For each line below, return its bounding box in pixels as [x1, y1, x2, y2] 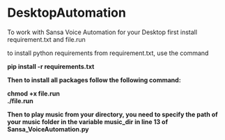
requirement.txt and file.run [7, 35, 86, 43]
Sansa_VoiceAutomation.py [7, 125, 89, 133]
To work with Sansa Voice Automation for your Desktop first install [7, 28, 197, 36]
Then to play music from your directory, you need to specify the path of [7, 110, 218, 118]
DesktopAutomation [7, 5, 127, 21]
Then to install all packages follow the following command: [7, 75, 181, 84]
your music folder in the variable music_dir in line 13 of [7, 117, 169, 126]
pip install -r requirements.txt [7, 62, 95, 70]
